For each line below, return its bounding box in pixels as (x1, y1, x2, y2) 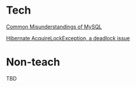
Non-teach (6, 56, 61, 69)
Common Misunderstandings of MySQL (6, 23, 102, 30)
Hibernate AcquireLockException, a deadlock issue (6, 34, 130, 41)
